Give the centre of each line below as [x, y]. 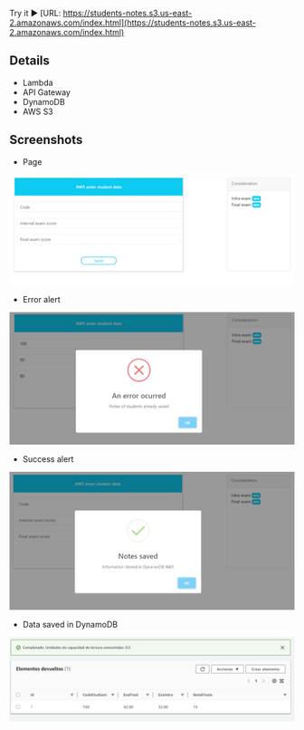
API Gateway [46, 92]
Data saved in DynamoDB [70, 625]
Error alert [41, 299]
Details [29, 61]
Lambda [38, 82]
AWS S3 [38, 111]
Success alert [48, 459]
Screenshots [46, 140]
